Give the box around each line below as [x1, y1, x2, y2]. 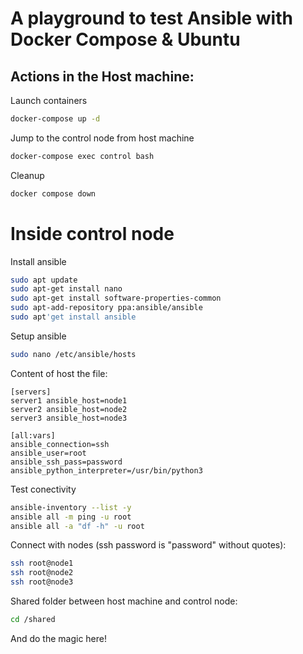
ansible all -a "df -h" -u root [10, 521, 145, 531]
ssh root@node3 [10, 577, 74, 587]
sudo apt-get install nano [10, 284, 123, 294]
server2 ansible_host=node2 [10, 404, 128, 414]
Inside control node [10, 222, 175, 245]
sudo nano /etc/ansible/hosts [10, 349, 137, 359]
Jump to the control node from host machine [10, 132, 195, 144]
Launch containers [10, 95, 88, 106]
